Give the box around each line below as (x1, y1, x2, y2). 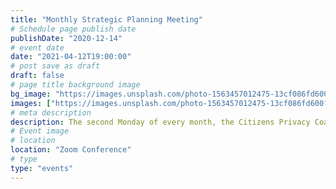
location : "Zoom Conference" (10, 145, 132, 155)
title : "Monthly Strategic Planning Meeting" (10, 14, 203, 25)
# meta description (10, 107, 92, 118)
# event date (10, 42, 65, 53)
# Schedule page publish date (10, 24, 137, 34)
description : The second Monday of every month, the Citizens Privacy (10, 117, 311, 127)
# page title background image (10, 80, 141, 90)
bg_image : (10, 89, 52, 99)
